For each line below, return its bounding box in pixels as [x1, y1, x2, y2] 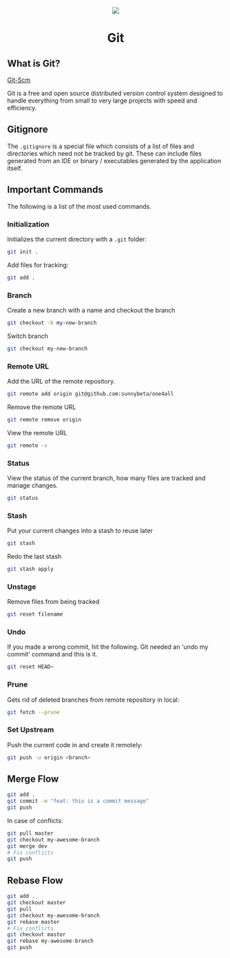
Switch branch [7, 331, 48, 340]
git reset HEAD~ [7, 663, 54, 671]
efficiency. [7, 104, 37, 112]
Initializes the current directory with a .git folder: [7, 235, 147, 243]
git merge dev [7, 842, 48, 850]
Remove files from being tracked [7, 598, 100, 606]
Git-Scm [7, 76, 31, 84]
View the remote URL [7, 428, 67, 437]
